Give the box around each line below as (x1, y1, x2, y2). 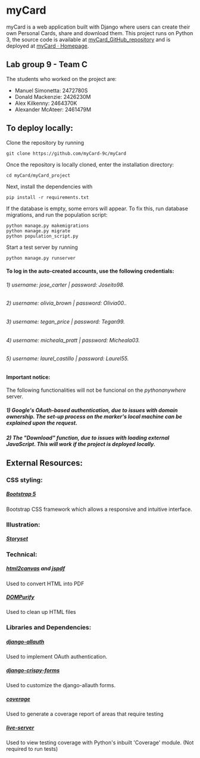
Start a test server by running (6, 244, 79, 251)
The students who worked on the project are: (6, 75, 117, 82)
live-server (6, 724, 35, 731)
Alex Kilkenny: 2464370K (14, 99, 77, 107)
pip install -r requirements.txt (6, 194, 89, 200)
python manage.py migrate (6, 227, 70, 234)
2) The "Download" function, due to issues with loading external (6, 434, 170, 441)
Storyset (6, 535, 29, 542)
